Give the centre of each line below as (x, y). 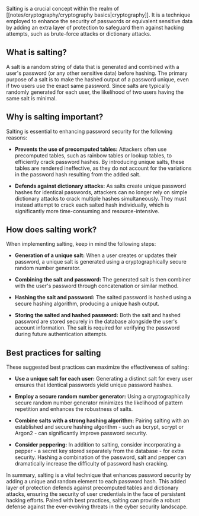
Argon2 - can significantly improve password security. (81, 433)
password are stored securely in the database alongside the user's (96, 322)
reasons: (17, 137)
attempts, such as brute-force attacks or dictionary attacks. (79, 34)
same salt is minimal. (32, 98)
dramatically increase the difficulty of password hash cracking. (92, 464)
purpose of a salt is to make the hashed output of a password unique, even (98, 79)
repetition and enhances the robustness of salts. (74, 409)
